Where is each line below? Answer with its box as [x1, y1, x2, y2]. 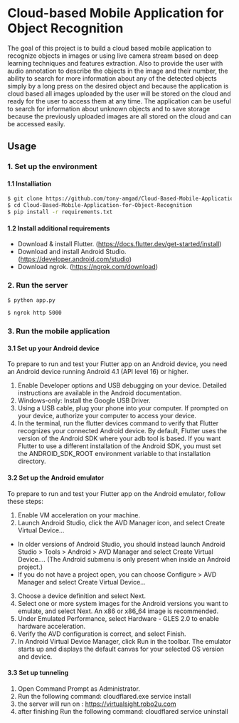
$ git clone [7, 195, 43, 203]
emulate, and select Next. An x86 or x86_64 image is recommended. [17, 607, 219, 615]
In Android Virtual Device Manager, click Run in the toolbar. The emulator [17, 637, 231, 645]
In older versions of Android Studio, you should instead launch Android [17, 540, 225, 548]
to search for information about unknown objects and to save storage [7, 104, 211, 113]
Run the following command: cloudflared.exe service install [17, 692, 191, 700]
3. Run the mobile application [7, 326, 110, 336]
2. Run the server [7, 280, 68, 290]
